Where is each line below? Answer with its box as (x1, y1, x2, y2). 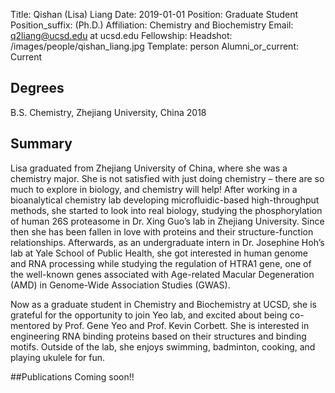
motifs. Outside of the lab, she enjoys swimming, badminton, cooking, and (10, 340, 316, 353)
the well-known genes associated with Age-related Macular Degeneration (10, 268, 315, 280)
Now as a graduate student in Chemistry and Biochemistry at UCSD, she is (10, 298, 317, 310)
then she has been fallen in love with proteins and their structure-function (10, 225, 314, 238)
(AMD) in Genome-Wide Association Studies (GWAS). (10, 279, 231, 291)
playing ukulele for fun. (10, 351, 106, 363)
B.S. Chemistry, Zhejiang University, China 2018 (10, 106, 207, 118)
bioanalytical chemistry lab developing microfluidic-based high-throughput (10, 194, 320, 206)
